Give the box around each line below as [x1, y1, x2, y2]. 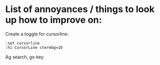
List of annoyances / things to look [5, 4, 155, 15]
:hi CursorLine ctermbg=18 [5, 45, 63, 50]
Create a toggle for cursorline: [5, 31, 69, 37]
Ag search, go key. [5, 54, 45, 60]
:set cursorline [5, 40, 40, 46]
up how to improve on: [5, 14, 102, 26]
